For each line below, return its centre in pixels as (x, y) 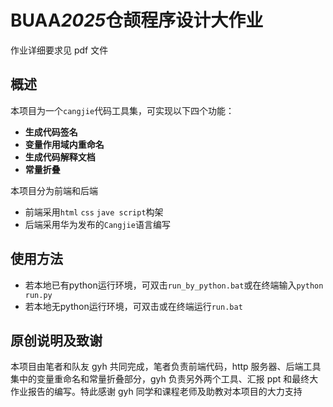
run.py (38, 295)
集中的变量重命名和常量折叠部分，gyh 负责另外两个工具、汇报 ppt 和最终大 (164, 379)
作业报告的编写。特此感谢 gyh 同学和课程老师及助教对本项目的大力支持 (156, 392)
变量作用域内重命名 (64, 144)
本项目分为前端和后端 (54, 190)
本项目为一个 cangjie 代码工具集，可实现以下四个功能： (122, 110)
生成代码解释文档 (60, 157)
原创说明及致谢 (56, 340)
